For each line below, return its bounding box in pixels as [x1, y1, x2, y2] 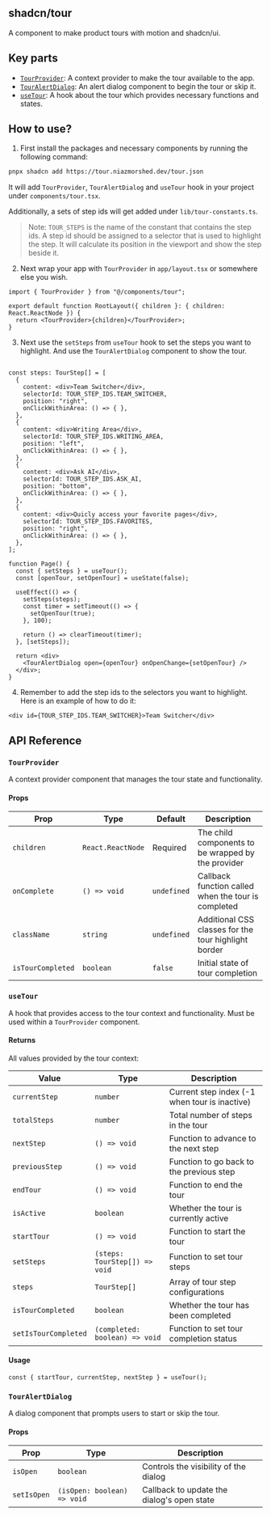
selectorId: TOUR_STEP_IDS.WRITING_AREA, [23, 433, 164, 441]
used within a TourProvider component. [8, 1017, 140, 1027]
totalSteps [12, 1116, 54, 1124]
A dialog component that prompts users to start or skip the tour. [8, 1408, 220, 1418]
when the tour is [197, 891, 259, 902]
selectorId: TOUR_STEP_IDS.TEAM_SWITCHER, [23, 390, 168, 399]
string [81, 930, 107, 939]
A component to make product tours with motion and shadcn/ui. [8, 28, 221, 37]
